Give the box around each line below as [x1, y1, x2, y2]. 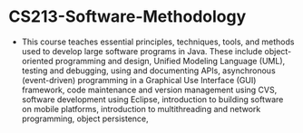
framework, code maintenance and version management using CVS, [21, 84, 278, 95]
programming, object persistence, [21, 113, 149, 124]
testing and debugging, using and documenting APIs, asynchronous [21, 65, 276, 76]
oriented [21, 55, 54, 66]
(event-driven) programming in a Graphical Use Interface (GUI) [21, 74, 257, 85]
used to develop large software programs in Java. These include [21, 45, 263, 56]
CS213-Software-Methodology [8, 6, 247, 27]
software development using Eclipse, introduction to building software [21, 93, 284, 105]
